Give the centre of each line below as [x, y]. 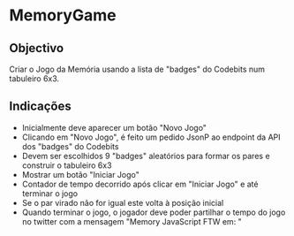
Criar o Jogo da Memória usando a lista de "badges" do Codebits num [137, 69]
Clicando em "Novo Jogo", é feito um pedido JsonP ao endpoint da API [151, 137]
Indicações [41, 107]
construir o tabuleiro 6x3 [67, 165]
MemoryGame [63, 15]
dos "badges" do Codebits [70, 146]
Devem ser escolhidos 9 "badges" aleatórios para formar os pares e [146, 156]
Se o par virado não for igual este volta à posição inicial [123, 202]
